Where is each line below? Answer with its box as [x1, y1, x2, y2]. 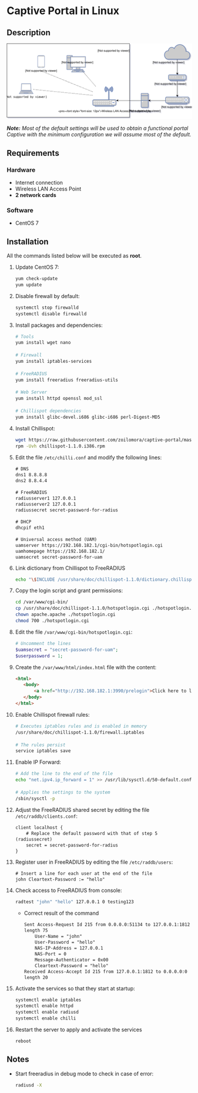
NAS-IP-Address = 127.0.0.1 [35, 945, 103, 951]
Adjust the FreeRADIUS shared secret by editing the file [15, 806, 150, 813]
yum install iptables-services [15, 359, 92, 365]
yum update [15, 282, 42, 288]
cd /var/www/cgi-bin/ [15, 599, 68, 605]
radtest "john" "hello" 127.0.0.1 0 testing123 [15, 898, 134, 905]
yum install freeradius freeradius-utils [15, 377, 118, 383]
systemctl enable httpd [15, 1003, 74, 1009]
